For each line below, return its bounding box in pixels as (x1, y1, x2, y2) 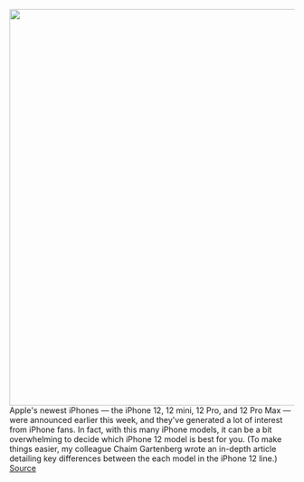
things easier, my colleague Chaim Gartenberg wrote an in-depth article (9, 444, 277, 454)
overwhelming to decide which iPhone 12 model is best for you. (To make (9, 434, 282, 444)
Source (9, 463, 36, 473)
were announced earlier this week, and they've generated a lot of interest (9, 415, 283, 425)
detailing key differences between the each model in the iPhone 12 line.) (9, 453, 278, 464)
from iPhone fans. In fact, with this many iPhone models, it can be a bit (9, 424, 272, 435)
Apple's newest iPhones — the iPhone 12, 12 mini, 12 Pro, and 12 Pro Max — (9, 405, 291, 416)
